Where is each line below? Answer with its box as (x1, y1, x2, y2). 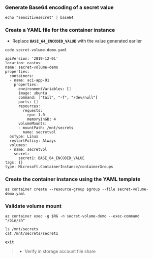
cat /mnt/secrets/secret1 (5, 231, 58, 236)
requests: (23, 108, 43, 113)
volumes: (9, 142, 28, 147)
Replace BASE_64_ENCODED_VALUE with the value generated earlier (12, 38, 142, 43)
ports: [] (18, 99, 38, 104)
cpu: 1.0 (27, 112, 45, 117)
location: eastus (5, 60, 41, 65)
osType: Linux (9, 134, 38, 139)
